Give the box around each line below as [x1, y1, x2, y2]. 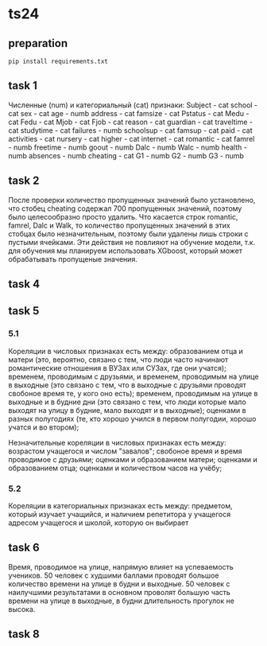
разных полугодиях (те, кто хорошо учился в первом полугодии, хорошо [8, 414, 257, 423]
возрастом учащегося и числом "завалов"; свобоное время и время [8, 446, 242, 456]
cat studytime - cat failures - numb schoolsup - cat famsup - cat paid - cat [8, 125, 253, 135]
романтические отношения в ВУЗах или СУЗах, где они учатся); [8, 363, 226, 372]
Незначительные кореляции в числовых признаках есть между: [8, 438, 226, 447]
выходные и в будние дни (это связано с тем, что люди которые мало [8, 397, 246, 407]
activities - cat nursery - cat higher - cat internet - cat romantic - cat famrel [8, 134, 255, 143]
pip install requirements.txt [8, 57, 109, 65]
